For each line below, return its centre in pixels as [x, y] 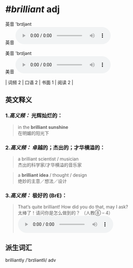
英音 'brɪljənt [19, 24]
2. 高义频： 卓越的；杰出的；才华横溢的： [55, 147]
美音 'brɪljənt [19, 53]
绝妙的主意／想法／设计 [42, 181]
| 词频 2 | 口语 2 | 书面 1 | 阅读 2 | [39, 82]
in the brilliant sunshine [43, 127]
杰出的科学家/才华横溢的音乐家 [50, 165]
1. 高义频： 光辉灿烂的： [34, 116]
